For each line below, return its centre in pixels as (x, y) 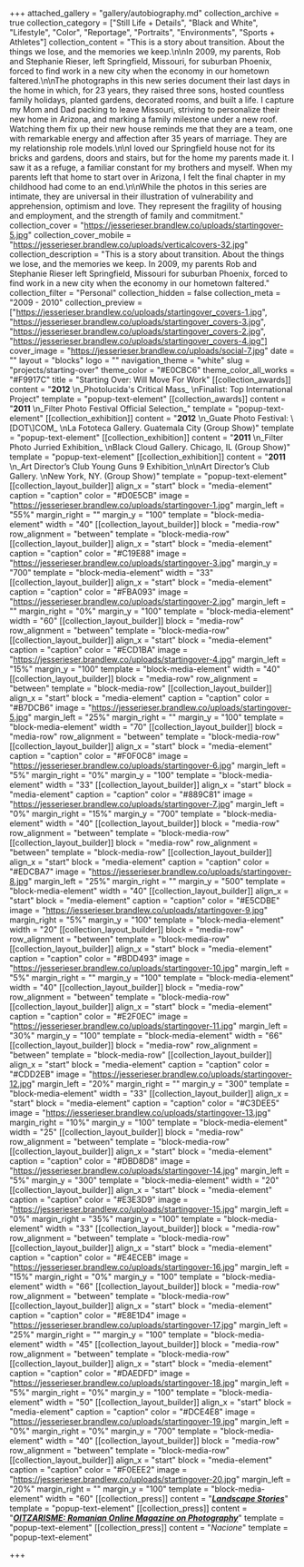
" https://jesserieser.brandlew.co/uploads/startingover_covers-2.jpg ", (137, 331)
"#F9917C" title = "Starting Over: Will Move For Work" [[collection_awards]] (151, 379)
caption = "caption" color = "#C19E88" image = (98, 553)
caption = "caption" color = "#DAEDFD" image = (100, 1373)
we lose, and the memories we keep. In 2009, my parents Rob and (133, 264)
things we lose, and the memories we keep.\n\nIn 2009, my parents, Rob (145, 52)
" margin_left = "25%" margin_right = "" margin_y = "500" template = (157, 881)
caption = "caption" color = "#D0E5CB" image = (100, 495)
